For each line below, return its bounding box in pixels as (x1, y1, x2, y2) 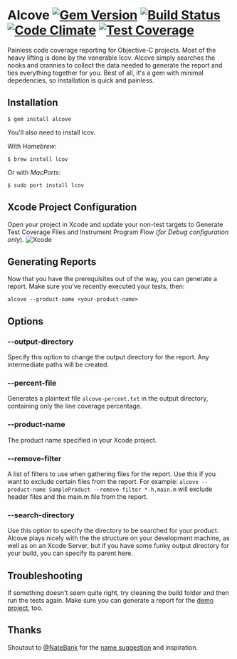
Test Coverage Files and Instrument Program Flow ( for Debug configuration (7, 228, 229, 236)
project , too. (7, 603, 43, 612)
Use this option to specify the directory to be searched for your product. (7, 527, 219, 535)
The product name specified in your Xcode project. (7, 436, 157, 444)
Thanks (7, 624, 42, 636)
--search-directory (7, 510, 75, 520)
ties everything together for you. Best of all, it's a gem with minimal (7, 68, 204, 77)
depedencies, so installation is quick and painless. (7, 75, 154, 85)
